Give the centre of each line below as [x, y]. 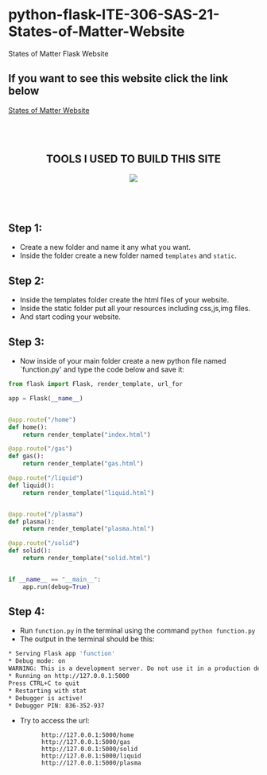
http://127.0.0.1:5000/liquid [91, 756]
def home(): [28, 427]
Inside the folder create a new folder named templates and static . [128, 255]
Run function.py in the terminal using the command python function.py [137, 631]
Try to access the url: [54, 721]
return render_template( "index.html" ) [87, 434]
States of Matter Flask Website [58, 53]
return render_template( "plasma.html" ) [89, 529]
